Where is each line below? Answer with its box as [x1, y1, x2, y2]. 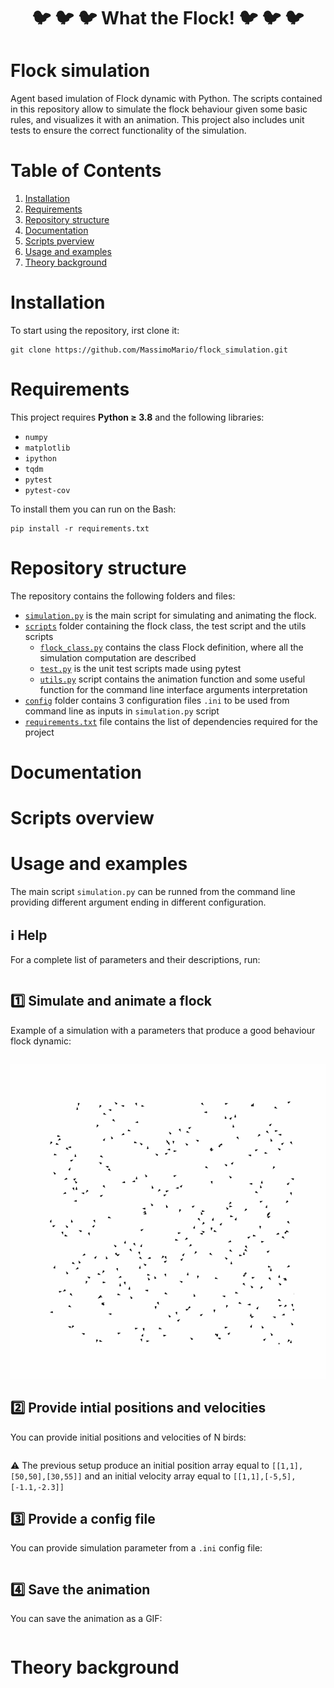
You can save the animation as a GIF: [10, 1613, 163, 1625]
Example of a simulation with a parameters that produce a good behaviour [10, 1024, 316, 1036]
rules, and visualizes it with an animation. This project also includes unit [10, 114, 305, 126]
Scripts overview [10, 807, 155, 830]
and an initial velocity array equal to [84, 1470, 232, 1482]
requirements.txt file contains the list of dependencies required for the [24, 715, 318, 727]
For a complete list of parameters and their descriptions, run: [10, 954, 261, 965]
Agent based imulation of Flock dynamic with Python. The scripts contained [10, 93, 323, 105]
